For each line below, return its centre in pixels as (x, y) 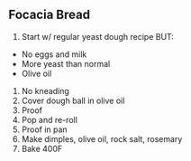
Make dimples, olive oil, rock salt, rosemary (102, 138)
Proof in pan (45, 129)
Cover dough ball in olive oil (73, 100)
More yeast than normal (66, 63)
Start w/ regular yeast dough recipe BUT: (98, 36)
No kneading (45, 90)
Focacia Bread (50, 15)
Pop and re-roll (50, 119)
